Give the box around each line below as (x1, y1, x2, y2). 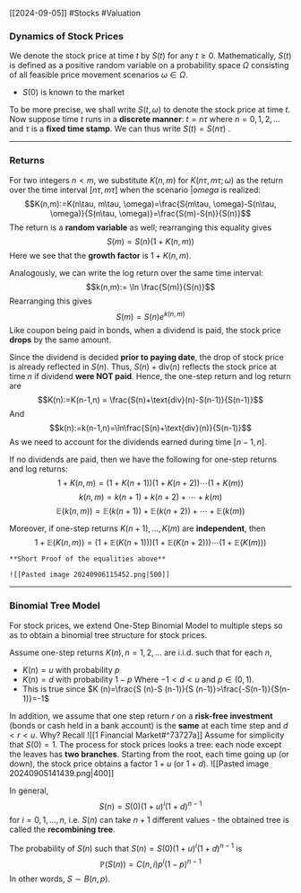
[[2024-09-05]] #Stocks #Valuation (9, 8, 142, 18)
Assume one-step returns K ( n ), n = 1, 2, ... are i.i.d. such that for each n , (9, 647, 272, 658)
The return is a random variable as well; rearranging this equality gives (9, 222, 271, 233)
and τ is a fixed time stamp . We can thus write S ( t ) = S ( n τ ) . (9, 123, 231, 134)
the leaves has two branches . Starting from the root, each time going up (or (9, 748, 289, 759)
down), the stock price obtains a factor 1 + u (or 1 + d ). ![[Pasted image (9, 758, 270, 769)
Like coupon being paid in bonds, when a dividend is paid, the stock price (9, 325, 281, 336)
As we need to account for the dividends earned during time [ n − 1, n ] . (9, 437, 267, 447)
